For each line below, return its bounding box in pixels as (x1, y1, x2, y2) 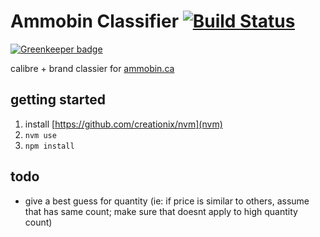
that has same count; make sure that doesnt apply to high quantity (24, 205, 298, 217)
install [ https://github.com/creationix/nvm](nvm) (24, 118, 223, 130)
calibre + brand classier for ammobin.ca (10, 62, 175, 74)
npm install (24, 141, 75, 151)
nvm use (24, 130, 57, 140)
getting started (10, 91, 106, 109)
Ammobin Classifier (10, 10, 180, 33)
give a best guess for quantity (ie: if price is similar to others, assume (24, 195, 310, 207)
